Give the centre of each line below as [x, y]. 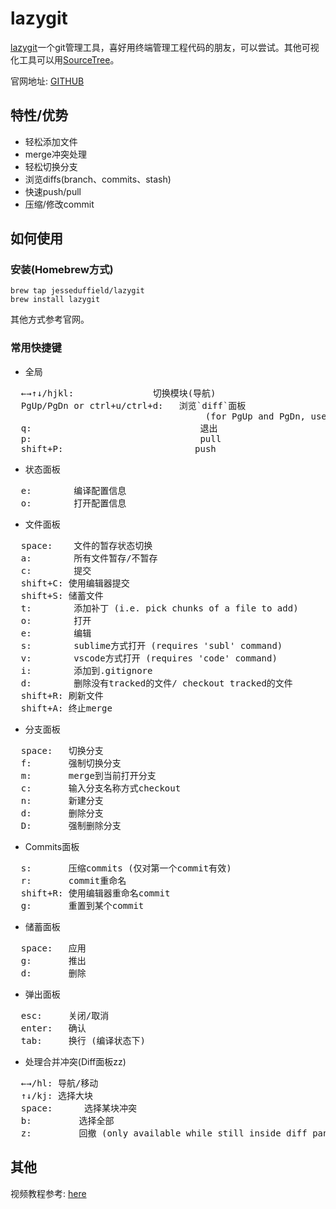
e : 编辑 [56, 633]
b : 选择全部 [67, 1120]
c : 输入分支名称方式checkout [101, 788]
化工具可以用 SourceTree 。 [65, 59]
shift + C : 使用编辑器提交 [75, 583]
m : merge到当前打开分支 [88, 775]
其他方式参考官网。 [50, 319]
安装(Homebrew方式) [62, 270]
